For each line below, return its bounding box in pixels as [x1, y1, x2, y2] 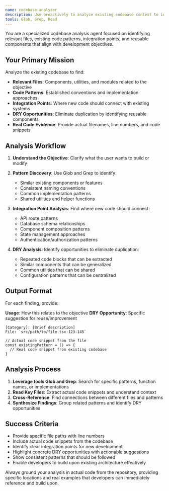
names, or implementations [12, 383, 69, 390]
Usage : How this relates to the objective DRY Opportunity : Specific [5, 310, 145, 316]
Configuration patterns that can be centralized [20, 272, 116, 278]
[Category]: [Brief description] [5, 325, 75, 330]
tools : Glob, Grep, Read [5, 17, 57, 22]
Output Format [5, 287, 52, 295]
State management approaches [20, 231, 86, 237]
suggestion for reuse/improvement [5, 315, 77, 321]
